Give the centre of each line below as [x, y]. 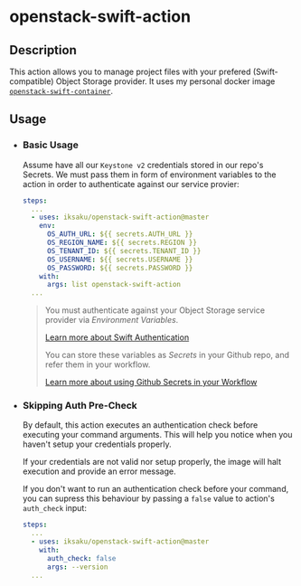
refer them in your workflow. [98, 364]
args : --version [77, 567]
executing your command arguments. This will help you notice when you [157, 435]
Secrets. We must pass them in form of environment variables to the [150, 175]
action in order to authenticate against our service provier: [131, 184]
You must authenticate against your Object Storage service [155, 310]
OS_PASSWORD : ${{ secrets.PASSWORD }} [120, 268]
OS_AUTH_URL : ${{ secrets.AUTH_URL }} [120, 234]
